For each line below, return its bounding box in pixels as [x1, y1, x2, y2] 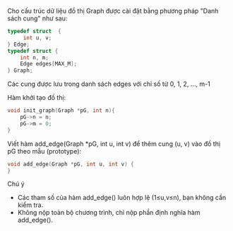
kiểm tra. [17, 201, 44, 209]
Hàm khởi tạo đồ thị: [7, 94, 66, 102]
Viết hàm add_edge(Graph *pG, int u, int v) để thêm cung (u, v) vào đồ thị [7, 139, 221, 148]
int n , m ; [20, 54, 49, 61]
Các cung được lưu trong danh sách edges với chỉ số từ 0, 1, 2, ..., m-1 [7, 80, 210, 88]
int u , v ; [23, 34, 52, 42]
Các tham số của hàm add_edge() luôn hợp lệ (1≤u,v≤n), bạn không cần [17, 194, 227, 202]
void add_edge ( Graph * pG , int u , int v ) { [7, 161, 134, 168]
